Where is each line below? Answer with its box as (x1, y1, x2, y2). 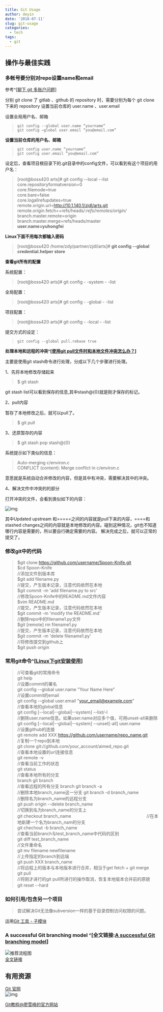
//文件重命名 (17, 842, 42, 848)
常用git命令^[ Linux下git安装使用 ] (5, 657, 83, 664)
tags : (5, 35, 16, 40)
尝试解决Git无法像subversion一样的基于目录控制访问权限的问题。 (17, 908, 149, 914)
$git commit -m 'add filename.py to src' (17, 587, 97, 593)
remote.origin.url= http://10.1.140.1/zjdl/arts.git (17, 203, 108, 208)
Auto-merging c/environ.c (17, 460, 70, 466)
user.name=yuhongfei (17, 223, 64, 229)
